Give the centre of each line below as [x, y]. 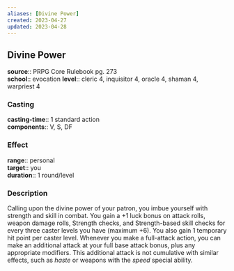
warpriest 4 [24, 86]
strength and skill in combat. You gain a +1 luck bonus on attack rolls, [106, 216]
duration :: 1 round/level [41, 175]
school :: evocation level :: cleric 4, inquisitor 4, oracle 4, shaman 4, [103, 79]
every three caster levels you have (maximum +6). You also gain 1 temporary [117, 231]
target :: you [24, 167]
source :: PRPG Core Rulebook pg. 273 [62, 72]
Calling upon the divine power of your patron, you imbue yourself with [108, 208]
